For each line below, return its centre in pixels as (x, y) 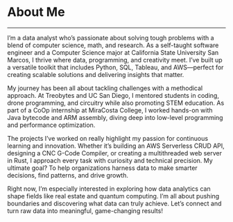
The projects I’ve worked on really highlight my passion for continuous (108, 138)
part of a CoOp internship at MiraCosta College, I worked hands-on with (110, 110)
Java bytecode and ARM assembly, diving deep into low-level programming (115, 117)
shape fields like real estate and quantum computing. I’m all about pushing (113, 196)
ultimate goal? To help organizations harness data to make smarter (102, 168)
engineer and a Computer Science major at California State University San (113, 52)
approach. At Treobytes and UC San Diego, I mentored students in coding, (113, 95)
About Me (36, 12)
